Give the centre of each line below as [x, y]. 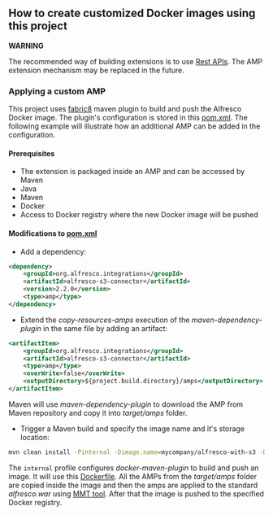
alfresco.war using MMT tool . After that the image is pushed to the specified [136, 493]
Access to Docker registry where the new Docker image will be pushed [139, 215]
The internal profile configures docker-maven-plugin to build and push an [134, 468]
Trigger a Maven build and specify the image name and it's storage [132, 428]
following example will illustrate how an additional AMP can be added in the [134, 126]
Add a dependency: [53, 251]
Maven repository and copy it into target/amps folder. [98, 412]
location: [35, 437]
